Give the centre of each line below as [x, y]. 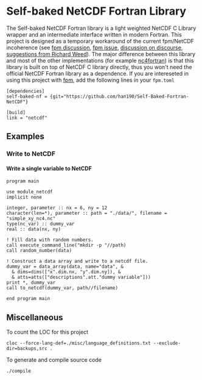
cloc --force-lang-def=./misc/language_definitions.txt [78, 343]
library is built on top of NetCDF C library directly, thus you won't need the [99, 67]
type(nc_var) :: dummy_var [40, 224]
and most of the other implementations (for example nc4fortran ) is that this [100, 60]
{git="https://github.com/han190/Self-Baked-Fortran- [119, 96]
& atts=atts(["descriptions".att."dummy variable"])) [81, 278]
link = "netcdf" [27, 118]
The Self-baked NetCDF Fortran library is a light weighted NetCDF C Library [101, 28]
